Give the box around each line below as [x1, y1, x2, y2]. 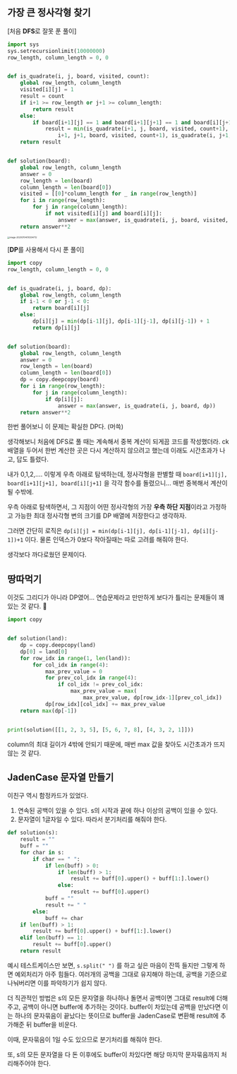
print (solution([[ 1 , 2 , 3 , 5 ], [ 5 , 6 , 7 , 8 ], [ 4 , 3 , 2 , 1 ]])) [7, 726, 194, 733]
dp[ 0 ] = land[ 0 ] [20, 648, 68, 655]
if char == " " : [32, 855, 80, 863]
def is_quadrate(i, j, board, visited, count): [7, 73, 150, 80]
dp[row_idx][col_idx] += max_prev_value [44, 700, 166, 708]
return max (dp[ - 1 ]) [20, 707, 78, 715]
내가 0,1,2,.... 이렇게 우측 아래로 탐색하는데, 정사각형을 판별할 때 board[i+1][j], [7, 470, 228, 479]
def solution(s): [7, 829, 59, 837]
